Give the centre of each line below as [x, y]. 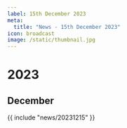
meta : [15, 20]
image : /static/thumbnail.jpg [52, 40]
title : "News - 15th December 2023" [67, 27]
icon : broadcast [31, 33]
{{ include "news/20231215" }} [51, 117]
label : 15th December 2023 [47, 14]
